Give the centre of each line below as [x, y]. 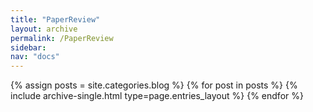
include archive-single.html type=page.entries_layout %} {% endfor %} [157, 96]
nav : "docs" [35, 57]
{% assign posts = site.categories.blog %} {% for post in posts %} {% [154, 85]
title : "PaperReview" [55, 19]
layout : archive [44, 29]
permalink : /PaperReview [62, 38]
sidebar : [28, 47]
